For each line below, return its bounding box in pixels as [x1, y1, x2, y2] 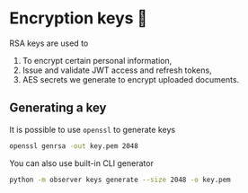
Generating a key [9, 101, 107, 116]
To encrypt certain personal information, [22, 55, 173, 66]
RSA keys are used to [9, 38, 89, 48]
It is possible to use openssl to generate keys [9, 124, 176, 135]
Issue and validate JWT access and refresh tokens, [22, 65, 213, 75]
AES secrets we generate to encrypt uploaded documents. [22, 74, 240, 84]
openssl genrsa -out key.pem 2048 [9, 141, 139, 151]
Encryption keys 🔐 [9, 8, 148, 29]
